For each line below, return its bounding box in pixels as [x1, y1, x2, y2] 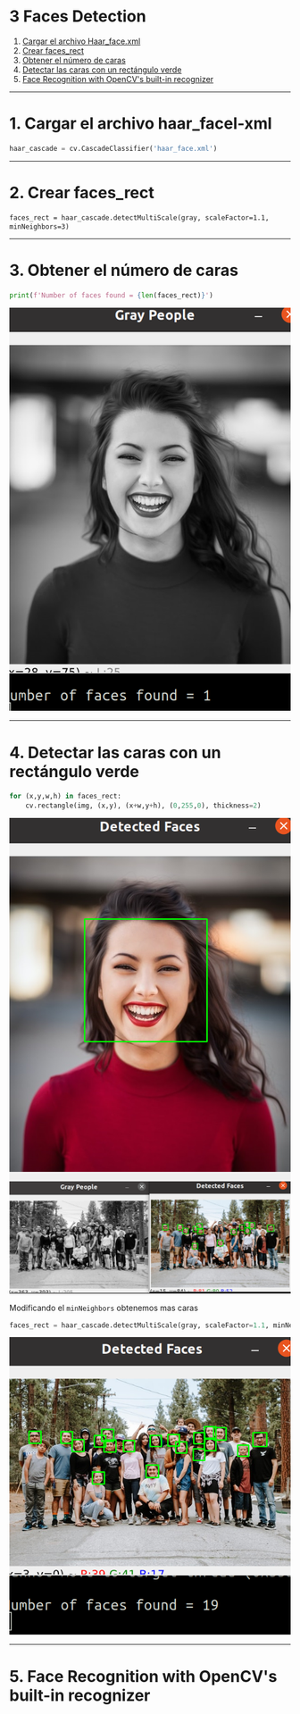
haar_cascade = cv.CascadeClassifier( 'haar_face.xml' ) [9, 144, 218, 153]
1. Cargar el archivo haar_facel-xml [9, 113, 272, 134]
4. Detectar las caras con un [9, 742, 221, 763]
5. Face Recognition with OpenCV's [9, 1666, 278, 1686]
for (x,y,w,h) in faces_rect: [9, 792, 122, 801]
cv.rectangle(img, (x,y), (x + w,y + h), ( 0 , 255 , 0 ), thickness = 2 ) [25, 801, 262, 810]
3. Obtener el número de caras [9, 260, 239, 280]
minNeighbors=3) [9, 222, 70, 231]
